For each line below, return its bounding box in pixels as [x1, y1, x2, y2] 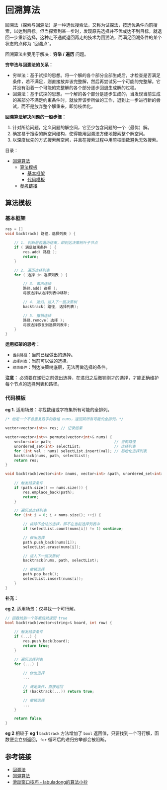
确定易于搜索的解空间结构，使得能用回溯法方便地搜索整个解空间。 [12, 130, 148, 137]
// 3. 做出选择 [23, 281, 51, 286]
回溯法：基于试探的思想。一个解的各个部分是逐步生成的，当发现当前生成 [12, 90, 161, 97]
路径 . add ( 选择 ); [23, 286, 58, 291]
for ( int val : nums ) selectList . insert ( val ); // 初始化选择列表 [14, 448, 147, 454]
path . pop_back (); [23, 572, 59, 577]
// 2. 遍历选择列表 [14, 268, 50, 273]
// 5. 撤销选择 [23, 313, 51, 318]
